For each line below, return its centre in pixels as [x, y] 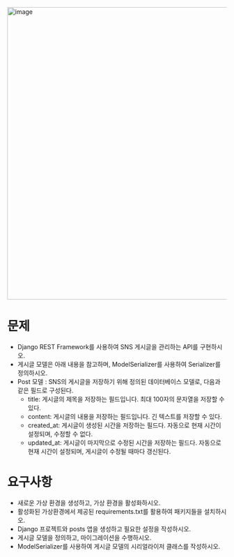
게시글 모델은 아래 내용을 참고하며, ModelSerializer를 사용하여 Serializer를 [119, 364]
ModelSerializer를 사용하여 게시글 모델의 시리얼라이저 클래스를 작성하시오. [119, 546]
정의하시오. [32, 373]
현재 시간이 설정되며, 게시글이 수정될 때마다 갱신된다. [99, 451]
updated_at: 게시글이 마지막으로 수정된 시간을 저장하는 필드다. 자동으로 [124, 443]
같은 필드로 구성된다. [45, 390]
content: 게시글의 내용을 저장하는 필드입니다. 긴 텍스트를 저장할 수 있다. [125, 416]
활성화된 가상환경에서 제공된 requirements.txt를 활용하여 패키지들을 [110, 511]
